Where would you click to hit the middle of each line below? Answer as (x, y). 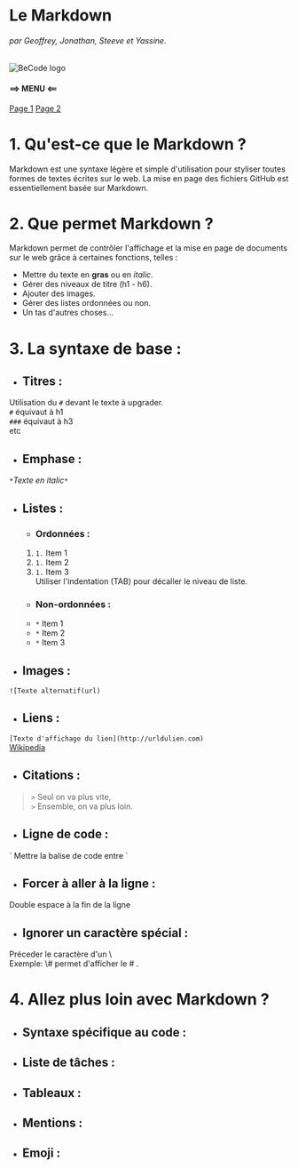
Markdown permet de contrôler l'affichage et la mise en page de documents (149, 248)
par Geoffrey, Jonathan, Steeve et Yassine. (88, 40)
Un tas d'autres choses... (67, 313)
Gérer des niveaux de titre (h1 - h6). (87, 284)
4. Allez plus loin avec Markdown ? (139, 1000)
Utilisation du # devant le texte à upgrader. (86, 403)
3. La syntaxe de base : (95, 348)
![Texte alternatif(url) (55, 691)
